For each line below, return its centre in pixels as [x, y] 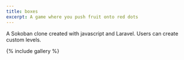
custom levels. [24, 40]
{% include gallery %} [33, 51]
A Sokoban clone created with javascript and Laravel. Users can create [92, 33]
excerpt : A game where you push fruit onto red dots [72, 17]
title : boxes [22, 11]
